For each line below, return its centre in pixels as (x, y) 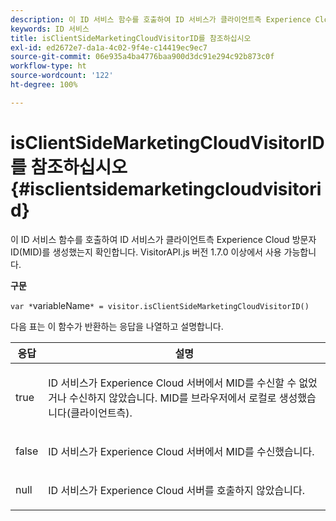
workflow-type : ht (48, 66)
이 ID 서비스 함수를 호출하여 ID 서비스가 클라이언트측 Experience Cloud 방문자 (163, 239)
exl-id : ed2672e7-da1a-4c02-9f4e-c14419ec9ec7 (109, 47)
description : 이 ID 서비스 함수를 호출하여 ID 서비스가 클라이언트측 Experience (161, 19)
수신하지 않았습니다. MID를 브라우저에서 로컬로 (173, 398)
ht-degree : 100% (44, 85)
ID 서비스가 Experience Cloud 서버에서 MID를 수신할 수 (172, 383)
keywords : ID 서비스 (50, 29)
